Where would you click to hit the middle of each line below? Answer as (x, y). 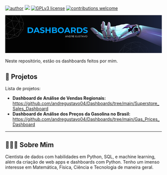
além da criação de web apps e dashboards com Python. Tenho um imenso (83, 162)
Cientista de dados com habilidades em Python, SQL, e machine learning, (80, 157)
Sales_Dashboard (30, 109)
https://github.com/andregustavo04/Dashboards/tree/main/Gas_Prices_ (86, 119)
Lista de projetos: (23, 89)
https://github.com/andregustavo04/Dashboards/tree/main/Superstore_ (86, 104)
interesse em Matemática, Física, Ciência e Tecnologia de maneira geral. (79, 167)
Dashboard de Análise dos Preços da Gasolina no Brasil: (71, 114)
